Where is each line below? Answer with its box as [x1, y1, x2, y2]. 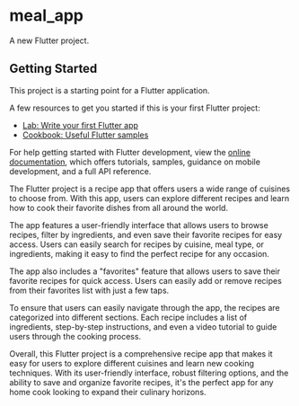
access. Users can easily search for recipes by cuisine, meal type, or [9, 239, 265, 250]
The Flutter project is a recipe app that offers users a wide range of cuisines [9, 183, 290, 194]
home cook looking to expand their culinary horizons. [9, 386, 207, 397]
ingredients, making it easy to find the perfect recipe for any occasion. [9, 248, 269, 259]
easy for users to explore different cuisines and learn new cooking [9, 357, 254, 368]
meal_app [9, 5, 84, 26]
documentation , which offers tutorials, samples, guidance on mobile [9, 156, 260, 167]
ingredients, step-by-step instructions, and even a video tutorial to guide [9, 321, 277, 332]
